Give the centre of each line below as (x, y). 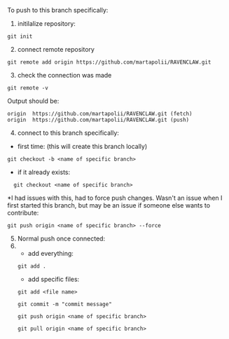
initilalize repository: (46, 23)
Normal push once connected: (61, 238)
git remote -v (28, 88)
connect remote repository (56, 49)
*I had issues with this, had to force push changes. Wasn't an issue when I (115, 198)
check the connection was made (64, 75)
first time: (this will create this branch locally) (82, 146)
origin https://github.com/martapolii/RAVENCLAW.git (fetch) (100, 114)
